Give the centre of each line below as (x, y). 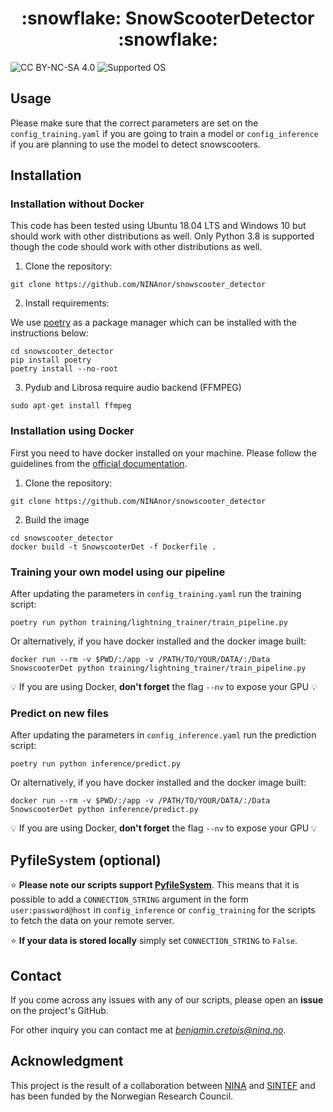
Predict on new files (59, 713)
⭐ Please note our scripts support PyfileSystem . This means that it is (155, 885)
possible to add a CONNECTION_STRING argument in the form (129, 899)
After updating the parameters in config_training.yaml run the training (156, 594)
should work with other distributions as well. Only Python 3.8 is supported (162, 236)
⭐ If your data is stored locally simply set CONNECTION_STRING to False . (154, 941)
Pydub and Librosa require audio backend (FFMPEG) (133, 388)
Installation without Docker (77, 204)
